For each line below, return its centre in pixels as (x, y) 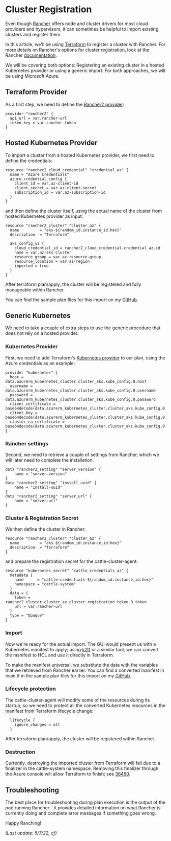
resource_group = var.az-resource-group (58, 257)
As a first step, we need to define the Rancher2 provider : (65, 104)
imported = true (32, 266)
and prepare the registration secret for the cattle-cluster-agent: (72, 561)
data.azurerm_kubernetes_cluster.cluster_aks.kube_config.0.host (76, 381)
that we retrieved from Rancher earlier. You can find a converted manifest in (85, 670)
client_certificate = (33, 404)
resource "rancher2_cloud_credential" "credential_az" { (67, 170)
